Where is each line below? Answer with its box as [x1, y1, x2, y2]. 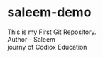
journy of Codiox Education [7, 42, 87, 51]
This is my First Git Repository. [7, 28, 97, 36]
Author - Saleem [7, 35, 55, 43]
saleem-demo [7, 4, 92, 21]
